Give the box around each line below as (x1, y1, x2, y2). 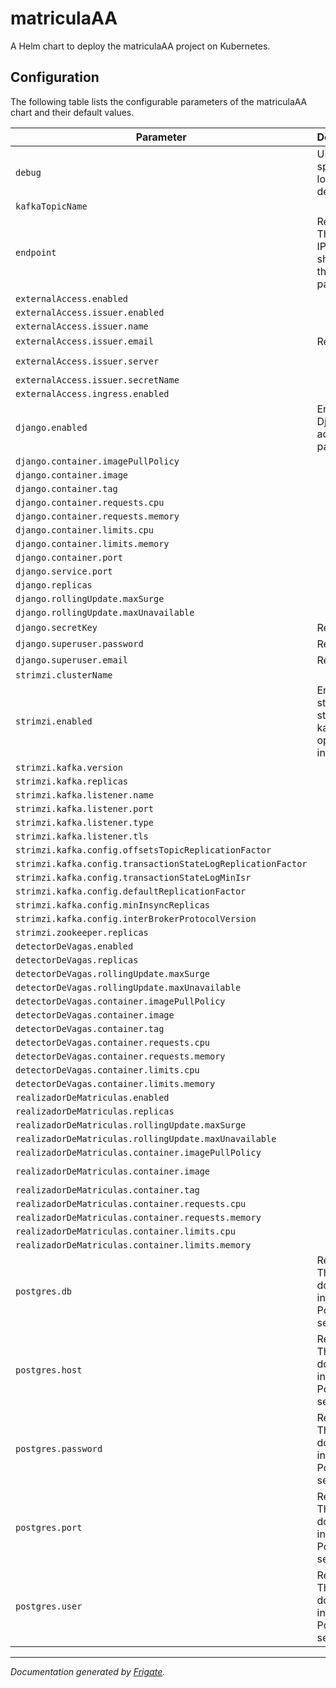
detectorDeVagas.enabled (15, 940, 134, 952)
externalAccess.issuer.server (15, 355, 160, 367)
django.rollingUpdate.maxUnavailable (15, 607, 195, 618)
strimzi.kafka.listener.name (15, 789, 154, 801)
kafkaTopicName (15, 200, 88, 212)
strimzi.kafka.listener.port (15, 803, 154, 814)
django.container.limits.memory (15, 538, 170, 549)
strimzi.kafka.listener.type (15, 817, 154, 828)
